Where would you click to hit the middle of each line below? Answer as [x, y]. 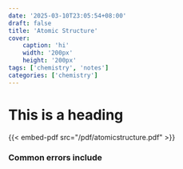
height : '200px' [50, 61]
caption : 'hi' [46, 46]
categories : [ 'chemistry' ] [53, 75]
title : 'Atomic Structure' [53, 30]
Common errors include [55, 158]
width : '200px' [48, 53]
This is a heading [66, 115]
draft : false [30, 23]
